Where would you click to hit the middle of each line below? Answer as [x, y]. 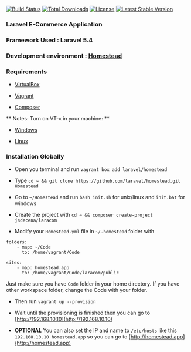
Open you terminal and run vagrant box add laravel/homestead [91, 169]
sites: [14, 263]
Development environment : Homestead [64, 56]
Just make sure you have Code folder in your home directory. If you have [93, 284]
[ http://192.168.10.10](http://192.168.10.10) [64, 319]
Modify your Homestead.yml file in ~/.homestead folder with [84, 232]
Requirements [27, 72]
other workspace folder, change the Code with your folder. [77, 290]
